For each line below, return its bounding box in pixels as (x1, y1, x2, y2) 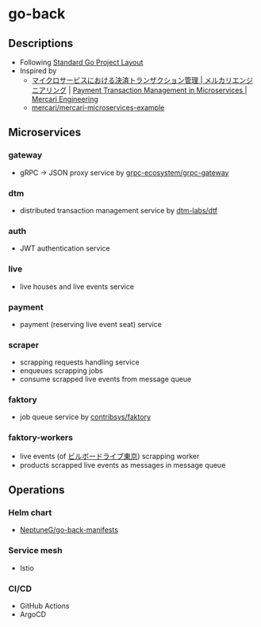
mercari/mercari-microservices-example (31, 103, 165, 112)
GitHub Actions (19, 602, 70, 611)
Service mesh (8, 545, 63, 556)
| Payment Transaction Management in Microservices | (68, 85, 248, 95)
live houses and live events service (19, 282, 135, 291)
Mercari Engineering (31, 95, 99, 103)
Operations (8, 483, 65, 497)
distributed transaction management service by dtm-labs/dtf (19, 205, 218, 215)
